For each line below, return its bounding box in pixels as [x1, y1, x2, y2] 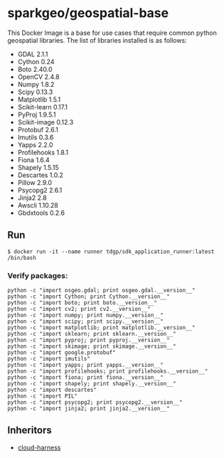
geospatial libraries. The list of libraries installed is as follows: [7, 36, 187, 44]
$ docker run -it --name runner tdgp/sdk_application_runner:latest [7, 247, 215, 255]
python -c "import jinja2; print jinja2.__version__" [7, 405, 171, 412]
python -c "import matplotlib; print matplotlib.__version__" [7, 324, 196, 331]
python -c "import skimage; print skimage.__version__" [7, 343, 176, 350]
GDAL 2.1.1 [17, 50, 48, 58]
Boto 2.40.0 [17, 65, 53, 73]
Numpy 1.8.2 [17, 80, 55, 88]
